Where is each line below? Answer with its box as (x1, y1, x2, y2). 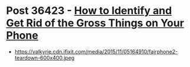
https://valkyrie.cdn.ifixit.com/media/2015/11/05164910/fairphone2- (14, 48, 178, 55)
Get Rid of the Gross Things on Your (6, 16, 184, 30)
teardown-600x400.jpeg (14, 54, 75, 61)
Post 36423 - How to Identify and (6, 4, 172, 17)
